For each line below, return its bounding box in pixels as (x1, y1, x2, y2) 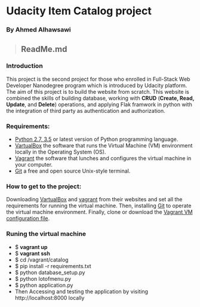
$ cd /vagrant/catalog (14, 256, 69, 263)
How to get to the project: (6, 182, 82, 191)
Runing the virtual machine (6, 230, 87, 238)
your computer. (14, 161, 53, 168)
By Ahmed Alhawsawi (6, 26, 72, 34)
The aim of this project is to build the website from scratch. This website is (6, 88, 189, 95)
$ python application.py (14, 281, 73, 288)
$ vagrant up (14, 243, 48, 250)
